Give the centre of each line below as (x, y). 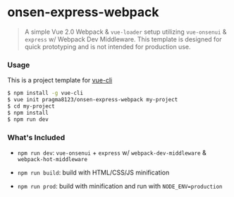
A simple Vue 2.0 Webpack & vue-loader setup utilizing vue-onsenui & (125, 32)
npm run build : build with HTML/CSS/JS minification (93, 172)
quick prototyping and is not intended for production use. (107, 46)
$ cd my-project (31, 106)
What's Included (36, 137)
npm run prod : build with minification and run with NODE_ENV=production (120, 186)
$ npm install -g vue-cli (45, 93)
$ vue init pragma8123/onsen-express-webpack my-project (93, 100)
